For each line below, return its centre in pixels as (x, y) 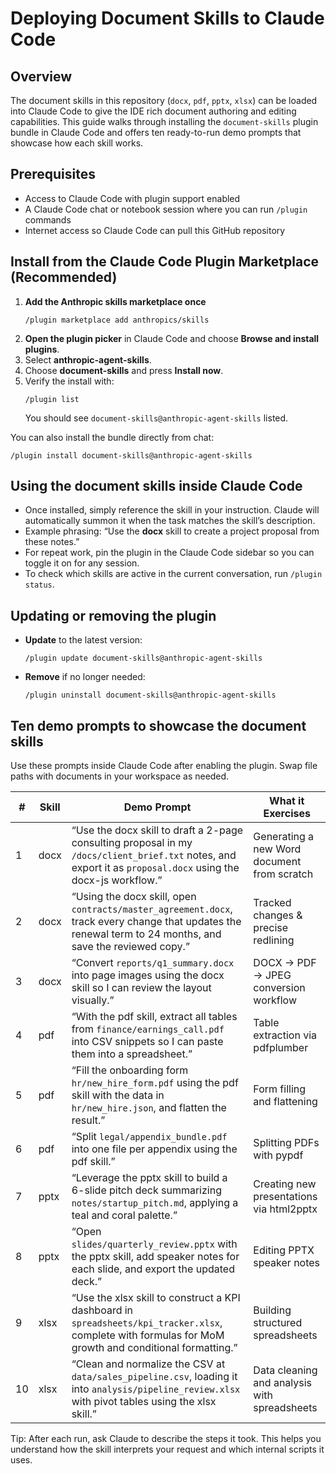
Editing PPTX (284, 1250)
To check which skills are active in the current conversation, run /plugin (173, 574)
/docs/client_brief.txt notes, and (154, 855)
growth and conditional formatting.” (154, 1348)
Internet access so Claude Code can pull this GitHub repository (155, 230)
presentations (285, 1197)
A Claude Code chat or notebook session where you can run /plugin (166, 209)
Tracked (272, 903)
